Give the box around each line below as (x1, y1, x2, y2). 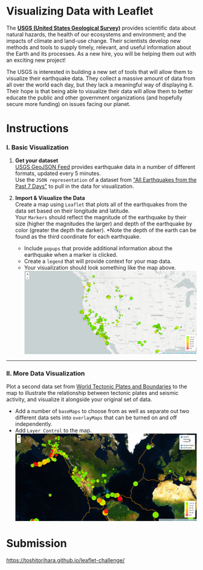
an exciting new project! (6, 56, 66, 64)
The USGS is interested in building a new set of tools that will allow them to (6, 68, 193, 75)
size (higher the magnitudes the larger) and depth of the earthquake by (14, 220, 192, 228)
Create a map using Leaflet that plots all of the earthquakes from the (14, 201, 187, 208)
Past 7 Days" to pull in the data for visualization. (14, 183, 134, 190)
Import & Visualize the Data (14, 194, 86, 202)
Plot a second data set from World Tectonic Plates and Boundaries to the (6, 383, 187, 390)
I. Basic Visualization (6, 144, 69, 152)
